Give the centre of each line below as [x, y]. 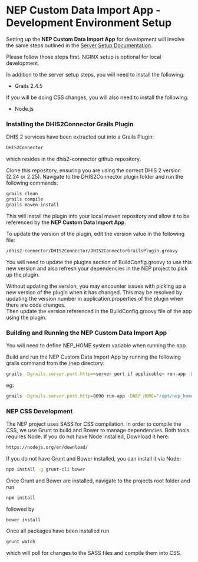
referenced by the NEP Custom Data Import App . [66, 222]
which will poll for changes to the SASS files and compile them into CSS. [94, 553]
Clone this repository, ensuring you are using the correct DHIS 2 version [93, 170]
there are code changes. [36, 305]
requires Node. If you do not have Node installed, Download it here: [88, 436]
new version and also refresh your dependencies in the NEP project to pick [97, 268]
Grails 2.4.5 [29, 86]
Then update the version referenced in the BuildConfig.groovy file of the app [99, 311]
